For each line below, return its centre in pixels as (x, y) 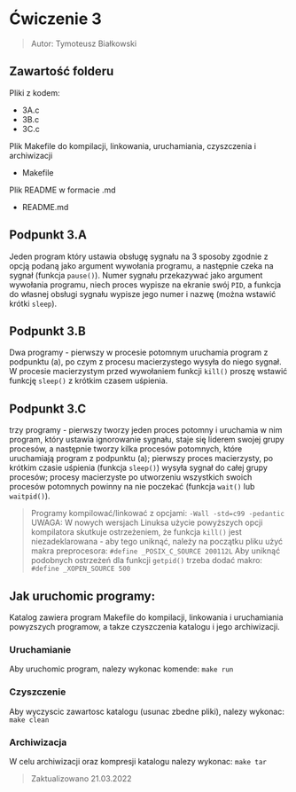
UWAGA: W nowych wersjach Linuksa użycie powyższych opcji (147, 522)
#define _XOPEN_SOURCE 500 (81, 569)
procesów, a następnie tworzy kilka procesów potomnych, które (126, 449)
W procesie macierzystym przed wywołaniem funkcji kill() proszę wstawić (148, 372)
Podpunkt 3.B (47, 331)
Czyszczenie (38, 692)
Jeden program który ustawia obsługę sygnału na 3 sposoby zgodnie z (139, 256)
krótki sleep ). (33, 303)
